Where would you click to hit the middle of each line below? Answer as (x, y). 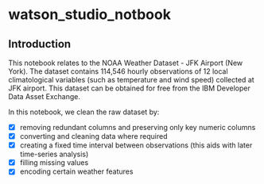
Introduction (40, 44)
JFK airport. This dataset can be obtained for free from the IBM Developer (129, 88)
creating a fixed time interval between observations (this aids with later (136, 145)
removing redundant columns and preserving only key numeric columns (138, 127)
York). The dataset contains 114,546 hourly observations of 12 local (118, 71)
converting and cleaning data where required (94, 136)
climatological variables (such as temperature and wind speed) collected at (131, 80)
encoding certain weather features (76, 171)
